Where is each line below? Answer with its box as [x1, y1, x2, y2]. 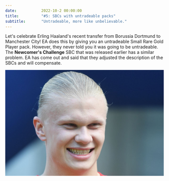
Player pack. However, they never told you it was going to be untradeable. [5, 44, 158, 50]
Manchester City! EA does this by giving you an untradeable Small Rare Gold [5, 38, 163, 45]
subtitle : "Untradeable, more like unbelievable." [5, 19, 127, 24]
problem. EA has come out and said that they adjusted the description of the [5, 54, 163, 61]
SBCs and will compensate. [5, 60, 62, 66]
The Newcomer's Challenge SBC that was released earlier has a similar [5, 49, 154, 55]
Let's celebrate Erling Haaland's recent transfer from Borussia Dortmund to [5, 33, 161, 39]
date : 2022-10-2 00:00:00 [5, 8, 82, 13]
